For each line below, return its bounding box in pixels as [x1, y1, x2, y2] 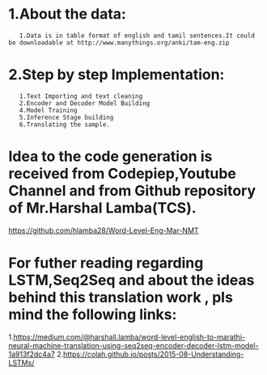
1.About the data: [8, 5, 127, 23]
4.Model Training [19, 106, 78, 114]
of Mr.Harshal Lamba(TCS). [8, 199, 197, 217]
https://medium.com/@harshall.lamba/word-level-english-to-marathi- [13, 332, 245, 342]
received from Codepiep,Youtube [8, 165, 236, 183]
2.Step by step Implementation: [8, 65, 225, 84]
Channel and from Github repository [8, 182, 256, 200]
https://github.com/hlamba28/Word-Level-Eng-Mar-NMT [8, 225, 200, 235]
